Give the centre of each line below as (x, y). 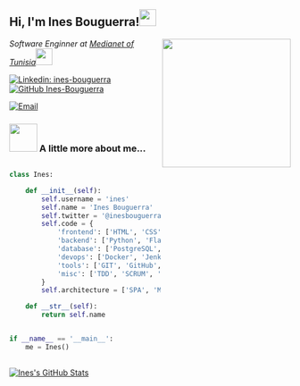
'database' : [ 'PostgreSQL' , (109, 249)
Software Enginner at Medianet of (72, 43)
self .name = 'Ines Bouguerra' (97, 207)
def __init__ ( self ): (63, 190)
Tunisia (23, 62)
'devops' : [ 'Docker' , (97, 257)
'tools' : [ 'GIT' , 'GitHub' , (109, 265)
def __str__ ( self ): (62, 306)
